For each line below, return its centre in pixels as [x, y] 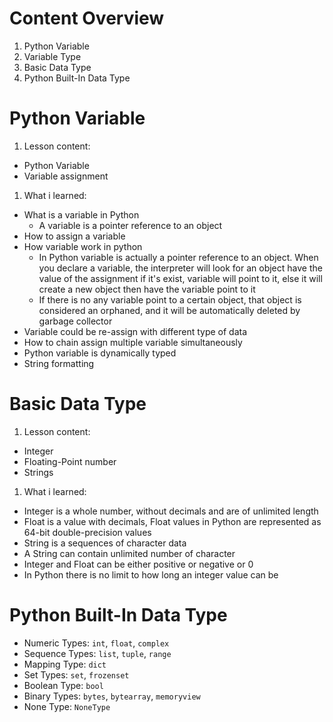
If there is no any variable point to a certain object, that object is [170, 299]
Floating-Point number [70, 461]
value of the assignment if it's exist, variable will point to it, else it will [180, 278]
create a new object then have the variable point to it [147, 289]
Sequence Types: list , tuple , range [97, 653]
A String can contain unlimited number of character [129, 553]
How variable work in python [83, 246]
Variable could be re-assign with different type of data [135, 331]
